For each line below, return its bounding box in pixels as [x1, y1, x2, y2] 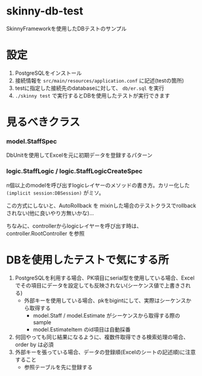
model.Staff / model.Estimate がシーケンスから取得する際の [33, 312, 180, 319]
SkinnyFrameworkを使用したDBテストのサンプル [6, 25, 127, 32]
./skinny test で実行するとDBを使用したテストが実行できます [14, 92, 171, 99]
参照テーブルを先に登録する [24, 363, 93, 371]
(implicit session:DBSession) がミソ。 [6, 189, 104, 196]
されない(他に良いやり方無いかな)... [6, 209, 95, 216]
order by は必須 [14, 340, 54, 348]
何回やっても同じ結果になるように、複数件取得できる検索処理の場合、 [14, 333, 189, 340]
